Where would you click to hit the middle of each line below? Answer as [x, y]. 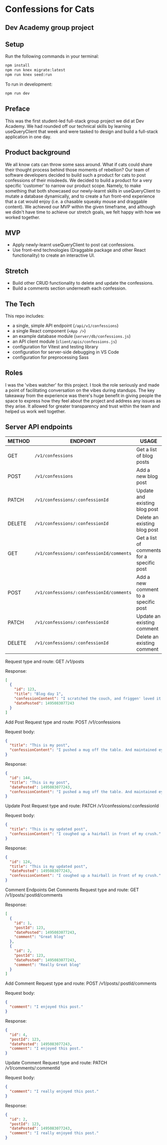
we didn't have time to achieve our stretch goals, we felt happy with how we [83, 212]
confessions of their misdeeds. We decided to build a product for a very [79, 180]
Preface [18, 109]
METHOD [19, 441]
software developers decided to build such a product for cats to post [76, 175]
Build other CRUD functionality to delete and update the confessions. [83, 283]
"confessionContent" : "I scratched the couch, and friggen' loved [84, 699]
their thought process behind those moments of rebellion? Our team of [78, 170]
